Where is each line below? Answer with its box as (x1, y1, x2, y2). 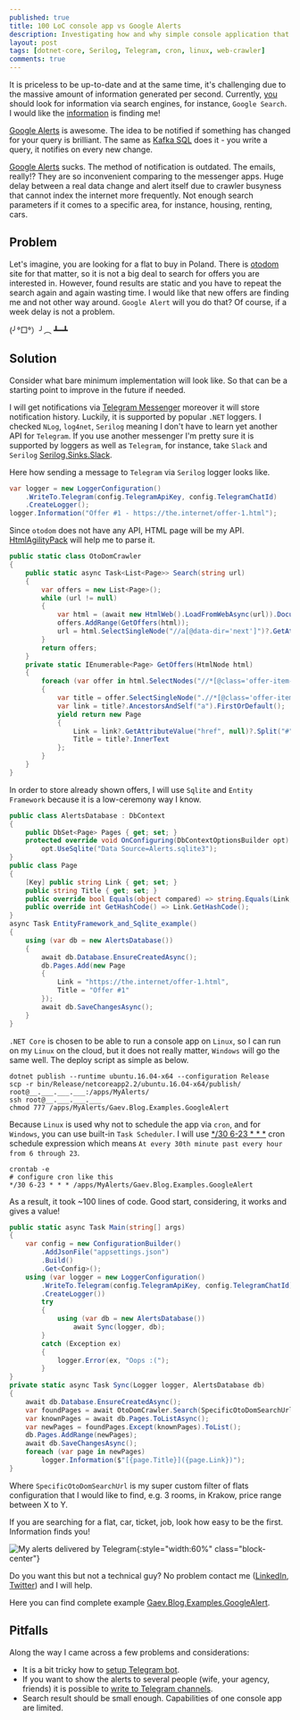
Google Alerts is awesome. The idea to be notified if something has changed (9, 125, 291, 135)
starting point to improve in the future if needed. (9, 384, 186, 395)
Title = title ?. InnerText (72, 735, 170, 744)
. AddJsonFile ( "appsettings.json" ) (41, 1247, 170, 1257)
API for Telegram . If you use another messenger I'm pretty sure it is (9, 430, 254, 441)
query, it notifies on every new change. (9, 144, 154, 155)
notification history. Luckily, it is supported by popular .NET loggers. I (9, 411, 262, 421)
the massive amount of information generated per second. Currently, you (9, 89, 279, 99)
